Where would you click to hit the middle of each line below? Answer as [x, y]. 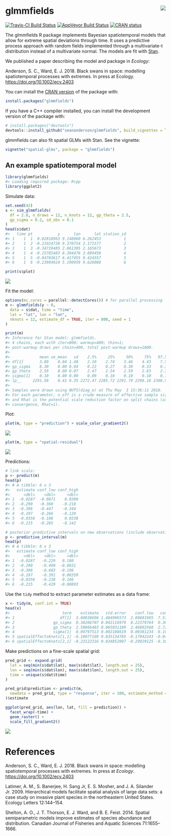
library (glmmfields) [27, 177]
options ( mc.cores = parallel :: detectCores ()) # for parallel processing [84, 300]
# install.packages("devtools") [39, 125]
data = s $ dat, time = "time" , [42, 310]
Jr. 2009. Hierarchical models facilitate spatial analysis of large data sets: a [84, 792]
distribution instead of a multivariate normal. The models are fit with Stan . [82, 51]
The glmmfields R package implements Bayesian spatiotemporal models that [85, 35]
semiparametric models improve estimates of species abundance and [78, 818]
